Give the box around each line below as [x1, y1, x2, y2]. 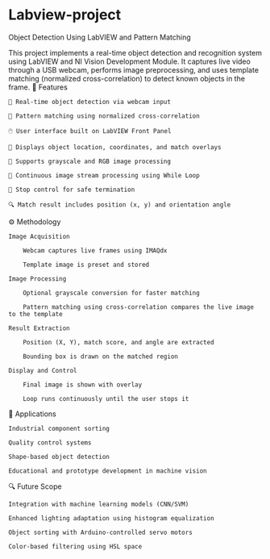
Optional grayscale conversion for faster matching [23, 289, 200, 297]
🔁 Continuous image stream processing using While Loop [8, 171, 200, 179]
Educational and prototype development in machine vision [8, 466, 207, 475]
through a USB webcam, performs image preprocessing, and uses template [8, 65, 260, 74]
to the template [8, 310, 63, 318]
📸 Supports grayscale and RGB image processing [8, 157, 172, 165]
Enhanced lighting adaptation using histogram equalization [8, 514, 215, 522]
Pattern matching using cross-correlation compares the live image [23, 302, 254, 311]
